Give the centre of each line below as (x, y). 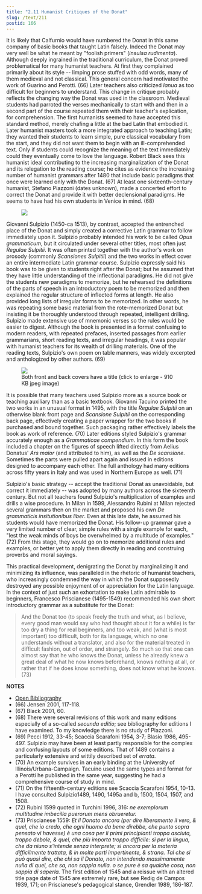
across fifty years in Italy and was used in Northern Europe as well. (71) (94, 472)
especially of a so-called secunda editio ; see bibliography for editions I (103, 724)
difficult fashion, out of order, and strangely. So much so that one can (107, 649)
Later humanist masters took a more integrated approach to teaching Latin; (99, 130)
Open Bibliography (38, 698)
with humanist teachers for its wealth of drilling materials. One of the (91, 346)
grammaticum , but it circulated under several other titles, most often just (96, 243)
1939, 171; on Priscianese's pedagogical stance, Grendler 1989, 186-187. (104, 885)
